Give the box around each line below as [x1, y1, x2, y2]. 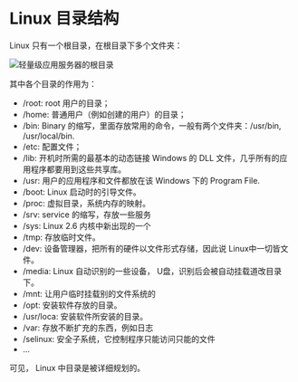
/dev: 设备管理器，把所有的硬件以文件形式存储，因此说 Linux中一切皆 [22, 243, 281, 253]
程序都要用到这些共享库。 [30, 164, 127, 175]
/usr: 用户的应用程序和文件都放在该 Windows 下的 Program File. [22, 175, 261, 186]
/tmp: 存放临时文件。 [22, 232, 101, 243]
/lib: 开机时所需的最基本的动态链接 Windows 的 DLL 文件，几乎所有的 [22, 152, 280, 163]
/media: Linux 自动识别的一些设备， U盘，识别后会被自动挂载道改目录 [22, 265, 283, 276]
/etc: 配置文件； [22, 141, 82, 152]
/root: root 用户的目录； [22, 97, 111, 109]
